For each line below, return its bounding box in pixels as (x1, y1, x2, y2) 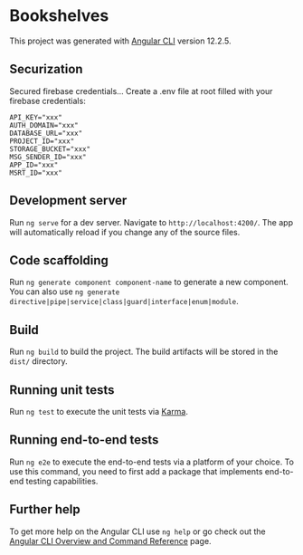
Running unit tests (9, 382, 115, 397)
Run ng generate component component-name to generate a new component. (9, 277, 289, 288)
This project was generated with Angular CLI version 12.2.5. (9, 35, 232, 46)
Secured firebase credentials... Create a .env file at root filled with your (9, 85, 273, 96)
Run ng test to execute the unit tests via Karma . (9, 407, 188, 416)
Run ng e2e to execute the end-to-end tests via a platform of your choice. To (9, 456, 295, 467)
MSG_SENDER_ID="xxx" (9, 152, 88, 161)
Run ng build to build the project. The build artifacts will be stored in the (9, 346, 279, 358)
